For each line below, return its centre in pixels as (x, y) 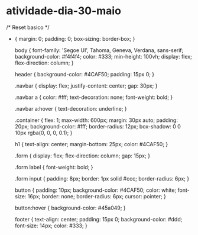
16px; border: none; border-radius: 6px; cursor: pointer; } (97, 196)
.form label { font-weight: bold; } (54, 167)
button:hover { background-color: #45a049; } (70, 208)
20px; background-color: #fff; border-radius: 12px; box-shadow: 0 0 (98, 126)
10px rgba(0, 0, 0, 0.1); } (43, 133)
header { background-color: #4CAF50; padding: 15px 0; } (85, 74)
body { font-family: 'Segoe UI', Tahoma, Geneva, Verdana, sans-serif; (99, 50)
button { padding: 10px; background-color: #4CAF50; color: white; (95, 190)
